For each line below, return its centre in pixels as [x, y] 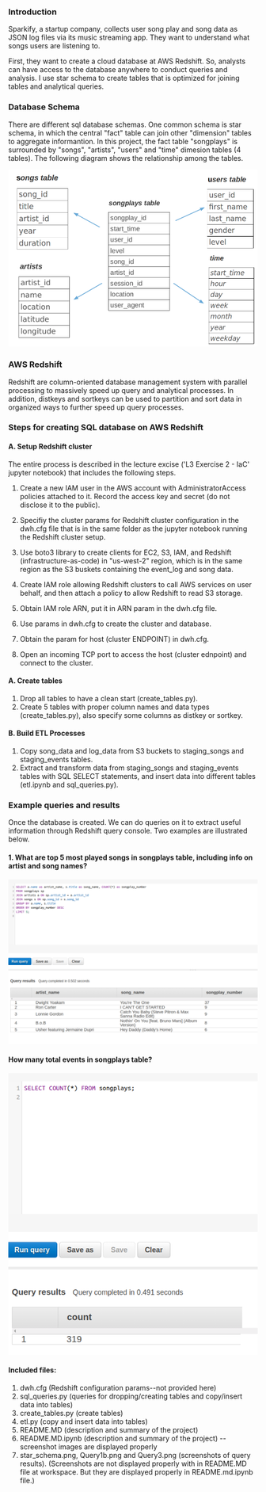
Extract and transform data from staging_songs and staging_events [129, 768]
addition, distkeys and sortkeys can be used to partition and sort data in [125, 399]
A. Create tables [36, 681]
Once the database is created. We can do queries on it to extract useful [125, 822]
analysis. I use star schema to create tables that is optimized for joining [124, 78]
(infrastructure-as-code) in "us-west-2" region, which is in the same [131, 560]
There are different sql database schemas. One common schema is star [125, 124]
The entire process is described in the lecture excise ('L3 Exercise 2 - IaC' [129, 464]
